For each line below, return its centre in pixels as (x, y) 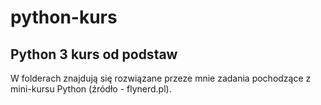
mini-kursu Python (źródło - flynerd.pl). (91, 89)
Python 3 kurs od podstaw (94, 54)
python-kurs (64, 17)
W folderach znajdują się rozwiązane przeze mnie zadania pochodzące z (161, 78)
